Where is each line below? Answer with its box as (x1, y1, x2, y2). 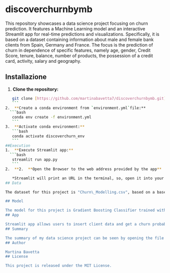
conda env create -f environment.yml (12, 115, 92, 120)
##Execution (5, 143, 30, 148)
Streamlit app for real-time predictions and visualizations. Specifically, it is (5, 31, 159, 37)
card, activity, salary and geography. (5, 58, 81, 64)
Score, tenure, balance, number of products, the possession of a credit (5, 52, 153, 59)
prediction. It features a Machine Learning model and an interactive (5, 25, 146, 31)
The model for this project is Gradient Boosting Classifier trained (5, 208, 155, 213)
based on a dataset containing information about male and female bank (5, 36, 154, 43)
